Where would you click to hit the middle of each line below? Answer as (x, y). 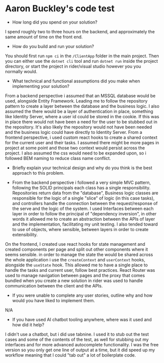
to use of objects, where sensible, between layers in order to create (80, 229)
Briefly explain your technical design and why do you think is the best (82, 168)
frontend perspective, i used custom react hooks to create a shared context (81, 137)
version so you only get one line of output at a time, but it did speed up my (80, 350)
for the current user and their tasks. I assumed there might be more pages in (82, 142)
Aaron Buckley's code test (60, 9)
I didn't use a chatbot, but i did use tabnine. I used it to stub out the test (77, 334)
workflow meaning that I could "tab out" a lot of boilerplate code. (70, 355)
